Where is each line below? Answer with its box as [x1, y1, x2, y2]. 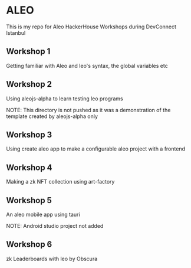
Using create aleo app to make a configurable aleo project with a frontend [6, 145, 186, 152]
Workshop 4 [6, 162, 52, 172]
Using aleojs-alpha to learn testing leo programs [6, 95, 123, 102]
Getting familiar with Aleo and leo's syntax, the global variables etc [6, 62, 168, 69]
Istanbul [6, 29, 26, 36]
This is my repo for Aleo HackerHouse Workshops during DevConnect [6, 23, 177, 30]
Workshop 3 [6, 129, 52, 139]
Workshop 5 [6, 195, 52, 205]
